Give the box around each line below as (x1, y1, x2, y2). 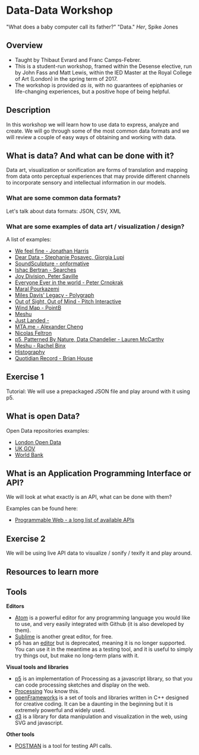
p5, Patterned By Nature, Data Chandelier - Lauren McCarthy (14, 335, 165, 342)
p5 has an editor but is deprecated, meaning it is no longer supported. (14, 640, 187, 647)
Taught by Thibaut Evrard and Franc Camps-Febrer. (14, 56, 141, 63)
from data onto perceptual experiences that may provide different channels (6, 173, 190, 180)
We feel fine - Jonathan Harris (14, 247, 89, 254)
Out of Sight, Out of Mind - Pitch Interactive (14, 298, 122, 305)
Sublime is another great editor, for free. (14, 633, 113, 640)
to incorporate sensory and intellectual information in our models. (6, 179, 166, 186)
